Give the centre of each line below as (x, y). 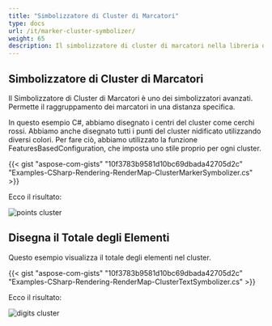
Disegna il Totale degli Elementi (89, 238)
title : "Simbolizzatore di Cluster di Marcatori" (94, 16)
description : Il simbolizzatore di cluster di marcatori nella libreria (134, 46)
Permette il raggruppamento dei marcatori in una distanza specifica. (122, 107)
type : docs (27, 23)
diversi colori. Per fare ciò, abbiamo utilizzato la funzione (103, 139)
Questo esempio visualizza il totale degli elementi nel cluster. (110, 257)
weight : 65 (27, 38)
